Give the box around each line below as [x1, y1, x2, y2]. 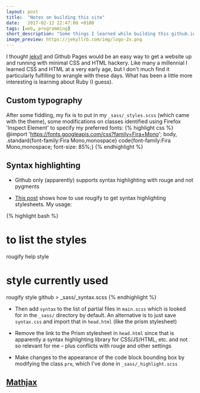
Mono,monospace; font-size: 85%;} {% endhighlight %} [6, 143, 143, 150]
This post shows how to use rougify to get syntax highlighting [14, 194, 167, 201]
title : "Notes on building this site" [6, 14, 105, 20]
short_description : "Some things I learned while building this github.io [6, 31, 196, 37]
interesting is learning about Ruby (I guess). [6, 78, 113, 85]
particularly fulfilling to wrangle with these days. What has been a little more [6, 72, 193, 79]
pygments [14, 183, 40, 190]
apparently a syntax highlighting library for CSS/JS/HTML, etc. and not [14, 336, 188, 343]
